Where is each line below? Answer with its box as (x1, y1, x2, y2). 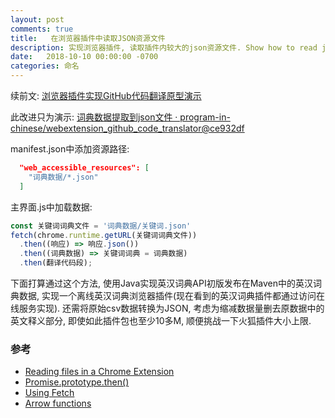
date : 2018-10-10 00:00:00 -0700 (10, 52, 159, 62)
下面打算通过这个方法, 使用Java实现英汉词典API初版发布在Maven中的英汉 (10, 277, 313, 289)
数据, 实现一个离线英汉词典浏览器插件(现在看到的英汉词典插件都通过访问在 (18, 290, 326, 301)
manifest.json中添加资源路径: (10, 143, 130, 155)
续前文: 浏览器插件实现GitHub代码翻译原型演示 (10, 90, 202, 101)
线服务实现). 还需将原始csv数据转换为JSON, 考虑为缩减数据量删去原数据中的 (10, 302, 325, 314)
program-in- (179, 111, 231, 123)
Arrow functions (24, 397, 92, 410)
